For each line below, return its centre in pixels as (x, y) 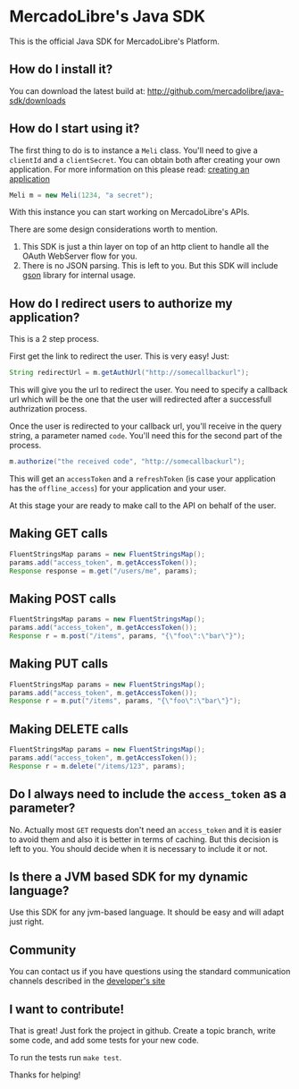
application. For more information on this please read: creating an (129, 169)
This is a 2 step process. (54, 339)
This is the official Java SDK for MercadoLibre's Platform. (115, 41)
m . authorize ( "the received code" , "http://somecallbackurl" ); (127, 462)
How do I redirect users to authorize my (121, 303)
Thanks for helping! (45, 1075)
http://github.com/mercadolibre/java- (215, 90)
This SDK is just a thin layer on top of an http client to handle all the (145, 247)
